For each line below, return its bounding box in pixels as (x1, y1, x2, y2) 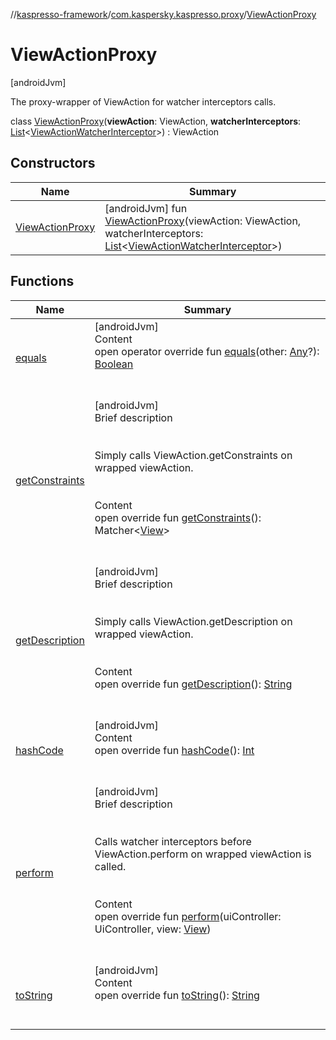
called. (94, 859, 127, 873)
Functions (10, 273, 75, 290)
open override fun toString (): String (94, 988, 260, 1002)
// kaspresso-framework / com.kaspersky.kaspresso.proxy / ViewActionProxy (10, 9, 317, 20)
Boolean (94, 357, 134, 371)
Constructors (10, 155, 96, 172)
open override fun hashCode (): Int (94, 743, 255, 757)
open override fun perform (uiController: (94, 909, 282, 923)
